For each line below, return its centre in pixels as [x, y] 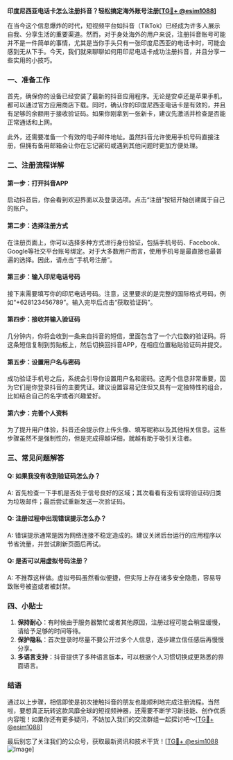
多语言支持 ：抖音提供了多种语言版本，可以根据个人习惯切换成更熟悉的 [118, 657]
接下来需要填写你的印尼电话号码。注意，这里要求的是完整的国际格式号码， [113, 293]
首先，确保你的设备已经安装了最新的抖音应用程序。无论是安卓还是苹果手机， [116, 96]
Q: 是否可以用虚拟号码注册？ [48, 561]
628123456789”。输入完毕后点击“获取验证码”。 [88, 302]
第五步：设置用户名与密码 [44, 362]
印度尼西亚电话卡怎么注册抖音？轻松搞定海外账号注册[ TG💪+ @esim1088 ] [112, 11]
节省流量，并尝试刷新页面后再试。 [56, 544]
